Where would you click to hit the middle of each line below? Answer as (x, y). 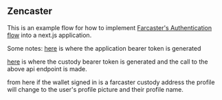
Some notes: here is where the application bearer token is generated (104, 48)
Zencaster (30, 11)
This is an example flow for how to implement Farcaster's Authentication (110, 27)
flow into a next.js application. (49, 35)
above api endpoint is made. (47, 68)
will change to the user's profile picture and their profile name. (95, 89)
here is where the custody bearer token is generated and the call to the (108, 62)
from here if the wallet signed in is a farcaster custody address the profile (111, 82)
